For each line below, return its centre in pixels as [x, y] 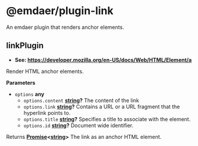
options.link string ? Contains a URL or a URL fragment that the [102, 107]
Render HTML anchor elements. [45, 71]
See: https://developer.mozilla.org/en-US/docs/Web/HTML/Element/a [103, 59]
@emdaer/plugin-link [60, 11]
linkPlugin [25, 46]
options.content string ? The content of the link [81, 100]
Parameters [21, 82]
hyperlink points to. [47, 112]
